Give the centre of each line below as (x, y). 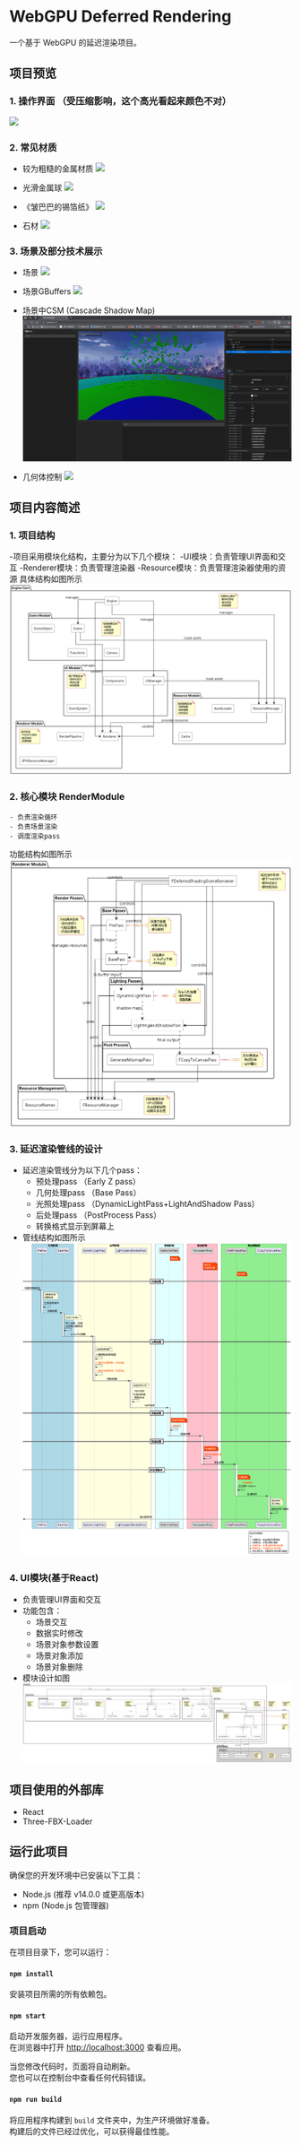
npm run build (36, 2100)
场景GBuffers (47, 291)
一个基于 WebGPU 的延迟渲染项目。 (75, 42)
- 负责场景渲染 (34, 827)
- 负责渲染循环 (34, 818)
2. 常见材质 (33, 147)
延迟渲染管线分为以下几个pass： (82, 1170)
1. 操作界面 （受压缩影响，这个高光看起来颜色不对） (120, 101)
